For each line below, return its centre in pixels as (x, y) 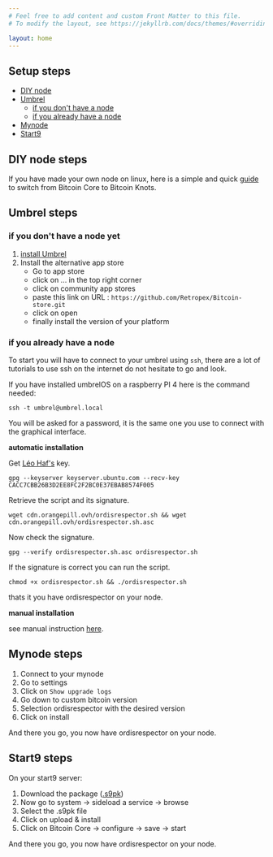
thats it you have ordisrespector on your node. (86, 597)
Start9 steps (41, 758)
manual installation (41, 612)
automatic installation (46, 447)
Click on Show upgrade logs (66, 690)
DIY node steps (48, 159)
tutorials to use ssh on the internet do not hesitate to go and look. (118, 368)
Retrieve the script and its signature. (69, 500)
